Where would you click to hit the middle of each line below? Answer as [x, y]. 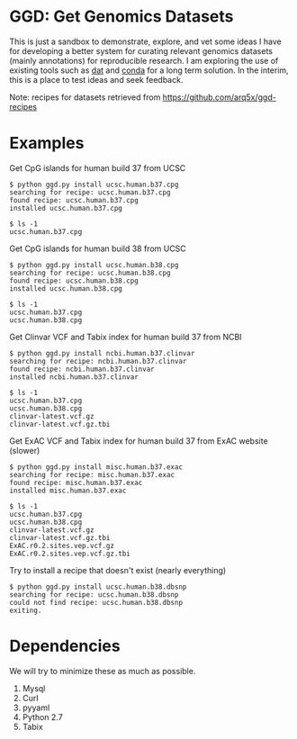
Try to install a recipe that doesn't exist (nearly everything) [118, 570]
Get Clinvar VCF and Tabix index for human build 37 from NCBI [126, 337]
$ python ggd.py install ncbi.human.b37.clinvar [102, 353]
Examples [47, 144]
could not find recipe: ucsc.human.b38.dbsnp [96, 602]
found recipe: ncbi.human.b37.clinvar [82, 369]
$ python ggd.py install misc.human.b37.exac [96, 467]
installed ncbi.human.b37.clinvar [74, 377]
